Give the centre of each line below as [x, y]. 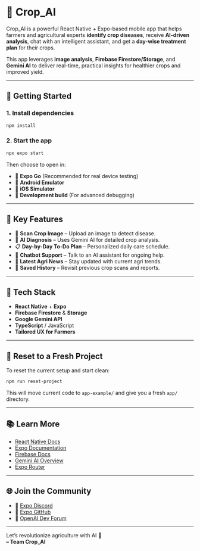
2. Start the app [29, 141]
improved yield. [25, 71]
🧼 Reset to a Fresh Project [54, 356]
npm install [21, 125]
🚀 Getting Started [39, 96]
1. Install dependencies [40, 113]
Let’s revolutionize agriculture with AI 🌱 [54, 535]
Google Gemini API [38, 319]
